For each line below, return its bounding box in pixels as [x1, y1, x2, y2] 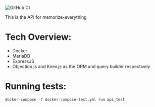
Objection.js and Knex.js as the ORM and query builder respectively [12, 63, 150, 69]
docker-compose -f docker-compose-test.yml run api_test [5, 97, 125, 102]
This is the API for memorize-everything [5, 14, 87, 20]
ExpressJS [12, 58, 35, 64]
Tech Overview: [5, 32, 72, 43]
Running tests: [5, 81, 67, 92]
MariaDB [12, 53, 31, 59]
